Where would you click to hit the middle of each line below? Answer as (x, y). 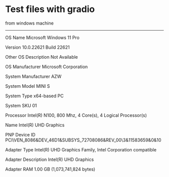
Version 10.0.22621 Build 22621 (37, 47)
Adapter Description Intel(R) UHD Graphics (50, 159)
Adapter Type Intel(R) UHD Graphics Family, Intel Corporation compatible (81, 149)
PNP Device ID (20, 134)
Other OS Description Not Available (41, 57)
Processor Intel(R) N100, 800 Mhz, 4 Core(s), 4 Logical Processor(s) (76, 115)
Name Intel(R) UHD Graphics (35, 125)
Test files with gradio (50, 9)
